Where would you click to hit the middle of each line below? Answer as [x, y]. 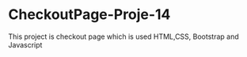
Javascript [25, 44]
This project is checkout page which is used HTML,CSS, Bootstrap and [123, 36]
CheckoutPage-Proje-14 [89, 15]
